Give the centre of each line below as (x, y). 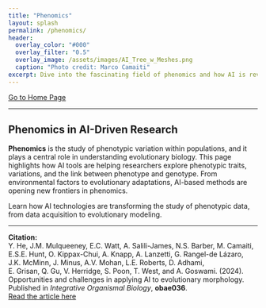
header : (21, 38)
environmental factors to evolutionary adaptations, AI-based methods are (128, 183)
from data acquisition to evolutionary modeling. (85, 214)
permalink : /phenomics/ (47, 30)
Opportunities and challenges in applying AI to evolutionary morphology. (126, 279)
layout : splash (33, 23)
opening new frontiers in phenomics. (68, 191)
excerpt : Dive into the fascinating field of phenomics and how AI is (127, 75)
